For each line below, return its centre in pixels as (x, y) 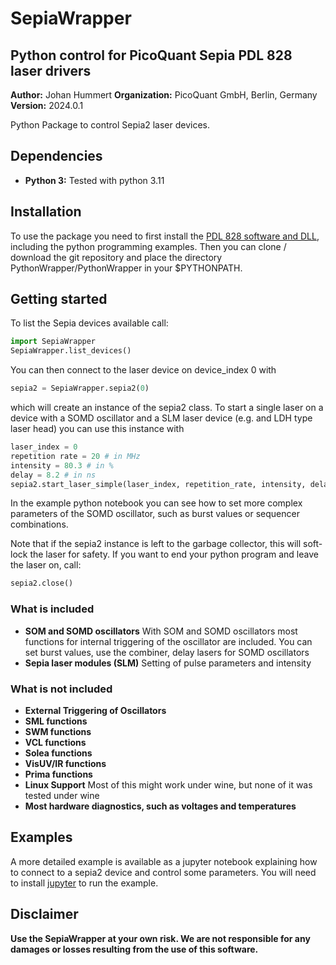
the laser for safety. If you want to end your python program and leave (174, 554)
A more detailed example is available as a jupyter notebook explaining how (164, 861)
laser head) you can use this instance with (97, 429)
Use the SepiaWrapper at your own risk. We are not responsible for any (160, 938)
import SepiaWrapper (53, 342)
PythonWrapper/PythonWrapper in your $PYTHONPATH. (126, 268)
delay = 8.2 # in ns (53, 475)
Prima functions (58, 774)
